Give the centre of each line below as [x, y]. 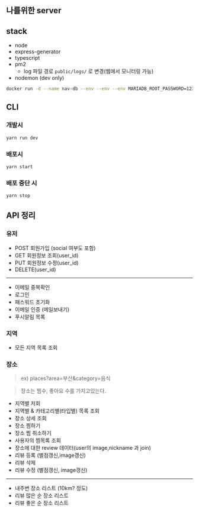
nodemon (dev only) [39, 78]
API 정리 [21, 216]
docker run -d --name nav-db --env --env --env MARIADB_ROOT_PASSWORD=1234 [102, 89]
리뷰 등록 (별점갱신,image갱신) [50, 455]
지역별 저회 [28, 404]
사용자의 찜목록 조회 [38, 440]
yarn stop [18, 196]
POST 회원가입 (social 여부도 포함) [55, 248]
